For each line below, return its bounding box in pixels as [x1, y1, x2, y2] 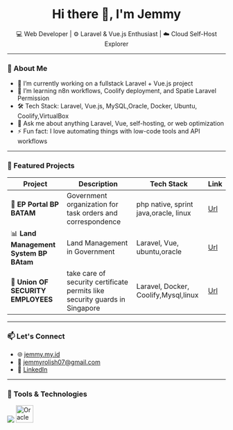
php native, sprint [136, 199, 193, 209]
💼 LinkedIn [17, 365, 48, 374]
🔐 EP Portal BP [10, 199, 59, 209]
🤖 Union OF [10, 277, 49, 287]
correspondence [67, 217, 121, 226]
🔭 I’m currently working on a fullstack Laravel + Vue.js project [17, 79, 193, 88]
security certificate [67, 277, 128, 287]
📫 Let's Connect [7, 331, 65, 341]
